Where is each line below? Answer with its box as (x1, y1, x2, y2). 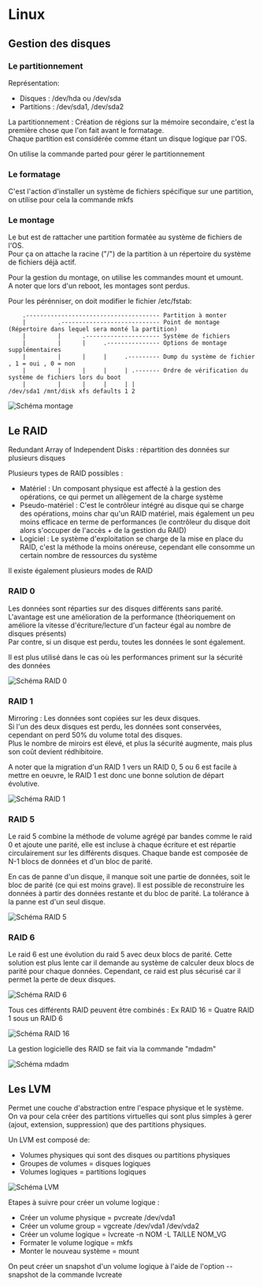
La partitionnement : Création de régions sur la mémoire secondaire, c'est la (8, 116, 254, 127)
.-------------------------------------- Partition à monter (22, 312, 227, 320)
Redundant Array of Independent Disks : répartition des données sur (8, 445, 230, 454)
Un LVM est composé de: (8, 1135, 91, 1145)
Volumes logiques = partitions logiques (19, 1167, 147, 1177)
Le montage (8, 215, 55, 226)
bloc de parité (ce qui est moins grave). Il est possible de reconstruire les (8, 880, 245, 890)
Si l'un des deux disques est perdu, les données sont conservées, (8, 722, 222, 731)
